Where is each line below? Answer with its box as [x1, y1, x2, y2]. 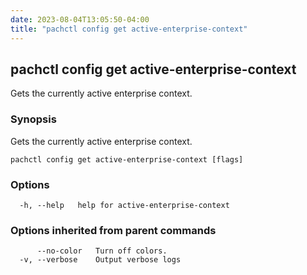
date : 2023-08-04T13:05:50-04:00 [10, 14, 150, 25]
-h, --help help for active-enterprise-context [19, 200, 230, 210]
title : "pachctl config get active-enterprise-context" [10, 24, 248, 34]
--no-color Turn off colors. [36, 246, 168, 256]
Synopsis [10, 112, 57, 126]
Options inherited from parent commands [10, 223, 217, 237]
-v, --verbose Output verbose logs [19, 255, 182, 265]
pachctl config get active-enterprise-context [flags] [10, 154, 244, 165]
